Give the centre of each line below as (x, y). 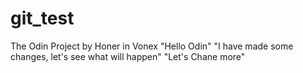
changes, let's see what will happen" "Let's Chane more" (128, 56)
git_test (42, 18)
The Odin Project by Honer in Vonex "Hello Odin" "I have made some (152, 46)
